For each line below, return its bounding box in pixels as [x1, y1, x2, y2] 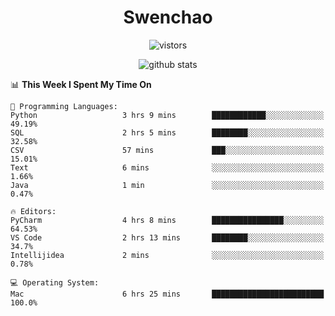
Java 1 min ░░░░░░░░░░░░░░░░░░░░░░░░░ [10, 180, 325, 190]
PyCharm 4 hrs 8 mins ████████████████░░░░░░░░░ [10, 215, 325, 225]
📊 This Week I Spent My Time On [10, 78, 152, 90]
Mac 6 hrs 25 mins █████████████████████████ [10, 289, 325, 299]
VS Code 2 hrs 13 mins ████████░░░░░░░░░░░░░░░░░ [10, 232, 325, 243]
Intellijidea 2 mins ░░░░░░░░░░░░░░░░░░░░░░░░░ [10, 250, 325, 260]
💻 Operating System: [10, 277, 100, 288]
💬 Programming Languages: [10, 101, 118, 111]
